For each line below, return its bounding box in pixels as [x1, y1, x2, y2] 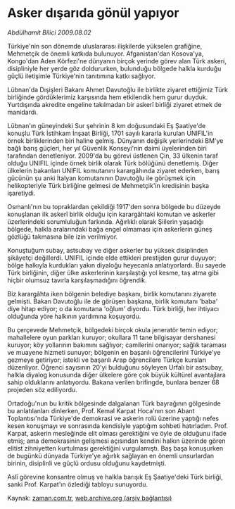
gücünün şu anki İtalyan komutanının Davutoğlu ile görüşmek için [7, 174, 196, 182]
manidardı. [7, 108, 39, 116]
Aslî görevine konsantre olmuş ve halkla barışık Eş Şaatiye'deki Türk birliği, [7, 472, 223, 481]
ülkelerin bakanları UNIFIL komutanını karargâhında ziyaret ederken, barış [7, 166, 220, 175]
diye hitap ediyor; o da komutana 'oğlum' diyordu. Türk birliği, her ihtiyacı [7, 304, 220, 313]
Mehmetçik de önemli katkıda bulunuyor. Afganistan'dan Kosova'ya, [7, 49, 204, 58]
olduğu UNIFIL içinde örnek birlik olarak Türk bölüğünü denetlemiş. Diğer [7, 158, 219, 167]
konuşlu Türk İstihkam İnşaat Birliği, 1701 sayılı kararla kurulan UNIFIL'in [7, 129, 213, 137]
